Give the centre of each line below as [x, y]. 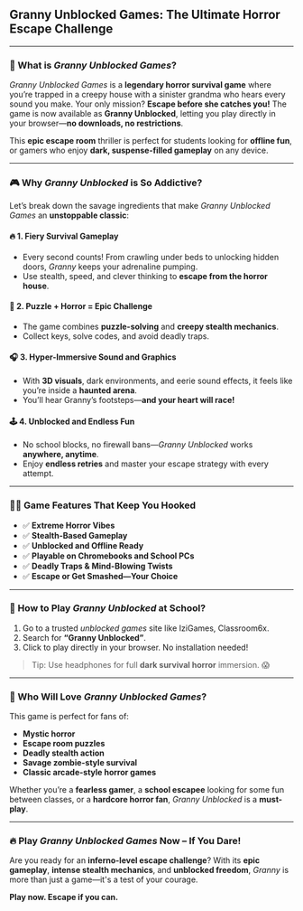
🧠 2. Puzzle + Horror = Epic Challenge [81, 306]
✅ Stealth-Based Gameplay [75, 535]
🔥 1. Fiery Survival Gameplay [64, 236]
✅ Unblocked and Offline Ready [83, 545]
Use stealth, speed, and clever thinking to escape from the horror [145, 276]
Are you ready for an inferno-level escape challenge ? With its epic [134, 860]
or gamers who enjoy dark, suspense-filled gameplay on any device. [139, 150]
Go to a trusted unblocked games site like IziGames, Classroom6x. [146, 628]
